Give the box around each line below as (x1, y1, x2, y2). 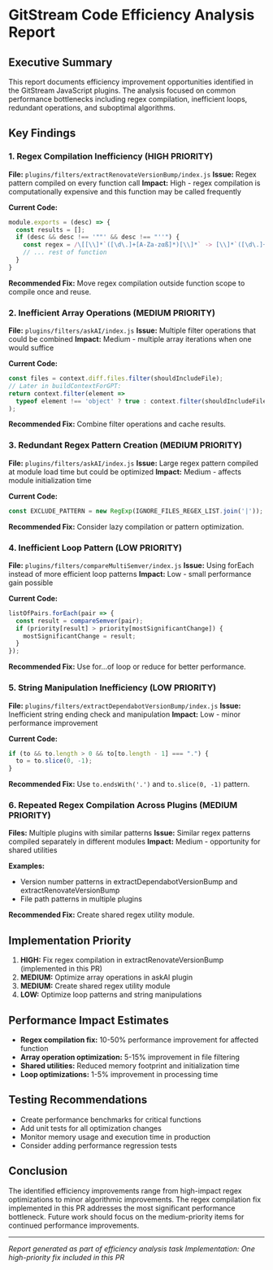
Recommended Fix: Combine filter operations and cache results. (8, 419, 226, 429)
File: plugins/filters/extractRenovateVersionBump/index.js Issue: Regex (8, 169, 258, 179)
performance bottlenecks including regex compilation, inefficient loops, (8, 94, 248, 103)
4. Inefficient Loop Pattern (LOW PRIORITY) (8, 542, 183, 553)
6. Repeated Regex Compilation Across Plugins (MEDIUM (8, 800, 238, 811)
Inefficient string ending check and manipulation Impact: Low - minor (8, 709, 241, 719)
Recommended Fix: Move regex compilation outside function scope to (8, 278, 245, 288)
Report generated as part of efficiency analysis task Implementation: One (8, 1243, 256, 1254)
